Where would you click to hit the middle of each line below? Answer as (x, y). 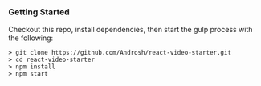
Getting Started (39, 12)
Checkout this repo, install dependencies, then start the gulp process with (130, 30)
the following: (31, 38)
